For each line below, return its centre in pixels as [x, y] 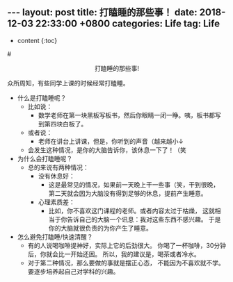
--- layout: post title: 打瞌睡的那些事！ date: [103, 13]
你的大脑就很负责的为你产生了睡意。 [101, 228]
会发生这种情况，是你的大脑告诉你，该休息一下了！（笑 [107, 150]
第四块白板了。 [66, 124]
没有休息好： [56, 176]
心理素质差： [56, 202]
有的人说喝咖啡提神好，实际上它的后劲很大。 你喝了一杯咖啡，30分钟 [127, 245]
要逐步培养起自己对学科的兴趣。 [73, 271]
